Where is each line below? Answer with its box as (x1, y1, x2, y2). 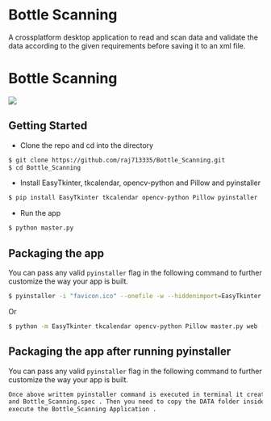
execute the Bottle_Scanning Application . (8, 406, 157, 414)
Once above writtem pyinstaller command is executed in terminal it (8, 390, 244, 398)
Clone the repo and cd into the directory (19, 140, 154, 150)
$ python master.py (8, 224, 74, 232)
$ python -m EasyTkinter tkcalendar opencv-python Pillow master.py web (8, 322, 258, 330)
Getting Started (8, 119, 88, 133)
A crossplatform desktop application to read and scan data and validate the (8, 32, 258, 42)
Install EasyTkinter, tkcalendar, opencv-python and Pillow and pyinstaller (19, 178, 261, 187)
